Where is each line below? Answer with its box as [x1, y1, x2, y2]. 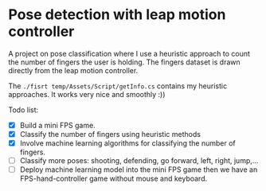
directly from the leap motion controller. [8, 65, 139, 75]
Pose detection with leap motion [8, 6, 226, 24]
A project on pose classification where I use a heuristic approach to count [8, 49, 251, 58]
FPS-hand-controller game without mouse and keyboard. [19, 173, 208, 184]
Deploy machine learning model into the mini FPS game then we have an [19, 165, 258, 174]
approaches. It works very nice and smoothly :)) [8, 89, 166, 99]
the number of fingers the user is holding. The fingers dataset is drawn [8, 57, 241, 67]
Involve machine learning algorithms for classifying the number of [19, 138, 237, 148]
